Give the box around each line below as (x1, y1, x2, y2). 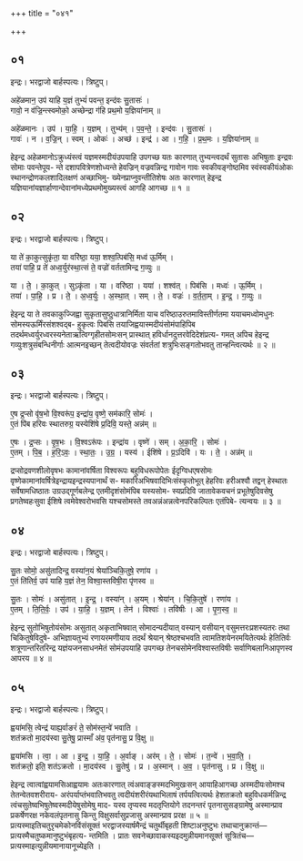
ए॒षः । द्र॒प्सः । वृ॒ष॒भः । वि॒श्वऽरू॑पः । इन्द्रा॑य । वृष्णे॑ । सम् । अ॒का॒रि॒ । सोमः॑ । (10, 437, 227, 448)
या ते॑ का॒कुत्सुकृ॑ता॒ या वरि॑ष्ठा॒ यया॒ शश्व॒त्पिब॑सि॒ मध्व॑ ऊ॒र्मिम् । (10, 251, 175, 262)
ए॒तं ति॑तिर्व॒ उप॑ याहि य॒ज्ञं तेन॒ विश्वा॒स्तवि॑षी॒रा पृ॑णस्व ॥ (10, 575, 154, 586)
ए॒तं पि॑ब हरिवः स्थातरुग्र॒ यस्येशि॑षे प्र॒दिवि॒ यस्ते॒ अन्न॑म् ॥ (10, 419, 157, 430)
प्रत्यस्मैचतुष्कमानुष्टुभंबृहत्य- (10, 830, 87, 841)
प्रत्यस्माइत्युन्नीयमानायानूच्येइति (10, 841, 94, 852)
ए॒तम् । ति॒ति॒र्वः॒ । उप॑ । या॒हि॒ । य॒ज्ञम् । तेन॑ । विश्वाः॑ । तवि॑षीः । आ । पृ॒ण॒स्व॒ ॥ (10, 604, 237, 615)
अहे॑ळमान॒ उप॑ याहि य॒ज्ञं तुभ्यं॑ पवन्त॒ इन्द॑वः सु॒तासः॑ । (10, 95, 150, 106)
